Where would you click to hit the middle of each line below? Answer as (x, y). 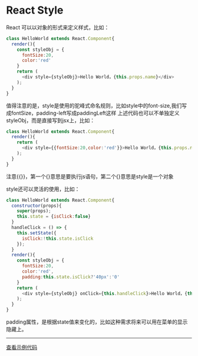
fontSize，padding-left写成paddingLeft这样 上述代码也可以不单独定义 (95, 113)
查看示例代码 (22, 347)
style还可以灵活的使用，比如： (43, 189)
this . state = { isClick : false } (54, 217)
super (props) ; (34, 211)
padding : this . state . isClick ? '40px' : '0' (70, 277)
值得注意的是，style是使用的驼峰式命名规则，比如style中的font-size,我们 (94, 105)
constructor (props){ (37, 205)
